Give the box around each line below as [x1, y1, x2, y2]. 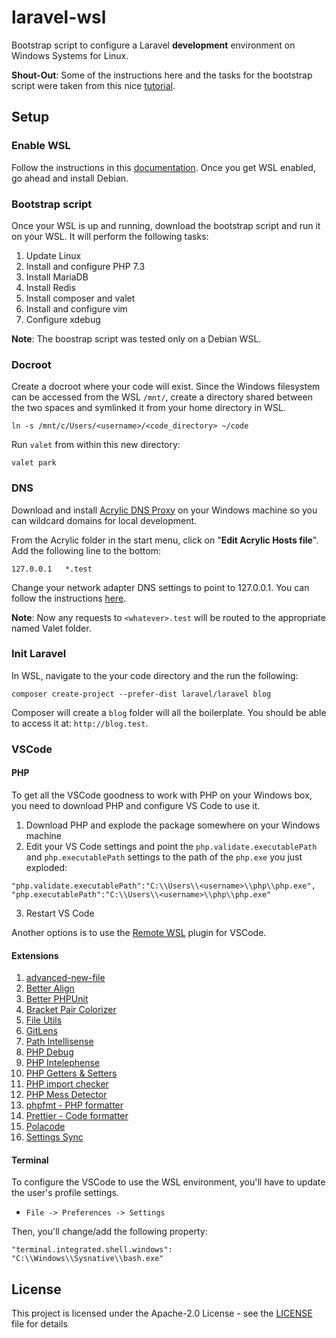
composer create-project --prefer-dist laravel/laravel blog [11, 689, 272, 699]
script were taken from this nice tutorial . [11, 79, 176, 91]
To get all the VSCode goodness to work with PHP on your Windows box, [11, 789, 313, 801]
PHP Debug [25, 1046, 74, 1058]
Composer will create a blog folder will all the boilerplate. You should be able [11, 706, 327, 718]
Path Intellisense [25, 1036, 94, 1048]
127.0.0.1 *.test [11, 564, 93, 574]
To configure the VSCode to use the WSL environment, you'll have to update [11, 1176, 326, 1188]
